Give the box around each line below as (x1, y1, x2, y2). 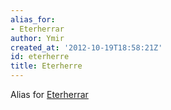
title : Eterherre (10, 61, 83, 71)
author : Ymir (10, 33, 65, 43)
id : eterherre (10, 52, 70, 62)
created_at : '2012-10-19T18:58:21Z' (10, 42, 163, 53)
